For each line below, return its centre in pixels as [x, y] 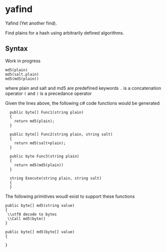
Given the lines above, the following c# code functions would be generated [82, 103]
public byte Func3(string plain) [44, 156]
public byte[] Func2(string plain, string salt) [61, 134]
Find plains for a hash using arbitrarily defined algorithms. [64, 33]
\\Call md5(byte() [26, 219]
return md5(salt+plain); [40, 143]
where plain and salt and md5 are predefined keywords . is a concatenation [83, 88]
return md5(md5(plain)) [39, 165]
